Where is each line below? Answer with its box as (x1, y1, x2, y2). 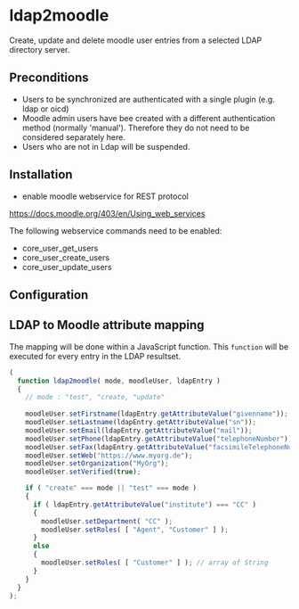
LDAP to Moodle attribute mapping (9, 317, 205, 333)
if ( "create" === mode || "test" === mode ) (25, 483, 198, 493)
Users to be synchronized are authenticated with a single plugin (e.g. (21, 94, 276, 104)
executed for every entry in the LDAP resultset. (9, 350, 182, 361)
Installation (9, 167, 73, 183)
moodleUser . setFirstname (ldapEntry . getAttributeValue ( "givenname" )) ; (25, 409, 289, 419)
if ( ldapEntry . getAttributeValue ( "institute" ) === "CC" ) (32, 500, 256, 509)
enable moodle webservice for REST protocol (21, 191, 189, 202)
